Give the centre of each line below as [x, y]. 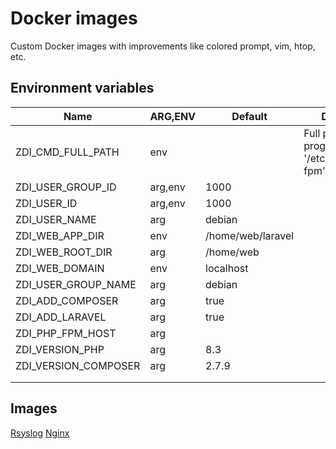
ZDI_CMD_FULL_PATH [67, 152]
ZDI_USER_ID [46, 203]
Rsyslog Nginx [40, 433]
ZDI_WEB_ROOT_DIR [64, 252]
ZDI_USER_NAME [56, 219]
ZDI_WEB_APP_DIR [60, 235]
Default [249, 116]
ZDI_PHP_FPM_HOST [66, 333]
